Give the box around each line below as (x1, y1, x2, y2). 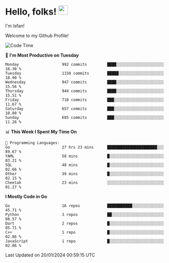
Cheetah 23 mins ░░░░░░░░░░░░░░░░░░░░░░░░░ (5, 180, 164, 185)
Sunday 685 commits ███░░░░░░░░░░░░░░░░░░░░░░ (5, 115, 164, 120)
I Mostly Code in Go (5, 193, 47, 199)
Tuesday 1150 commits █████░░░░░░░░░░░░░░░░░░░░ (5, 71, 164, 76)
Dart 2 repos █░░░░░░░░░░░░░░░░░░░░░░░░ (5, 221, 164, 226)
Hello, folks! (5, 6, 57, 18)
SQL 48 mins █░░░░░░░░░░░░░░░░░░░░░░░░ (5, 162, 164, 167)
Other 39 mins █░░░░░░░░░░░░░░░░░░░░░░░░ (5, 171, 164, 177)
